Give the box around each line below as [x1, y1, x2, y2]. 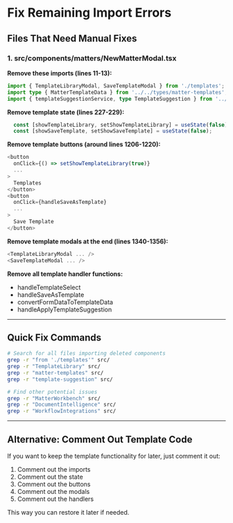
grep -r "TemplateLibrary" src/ [7, 363, 101, 370]
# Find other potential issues [7, 388, 98, 395]
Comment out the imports [17, 465, 91, 473]
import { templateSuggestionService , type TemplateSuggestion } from [7, 95, 213, 102]
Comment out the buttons [17, 480, 91, 488]
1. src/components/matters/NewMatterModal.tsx [7, 53, 177, 63]
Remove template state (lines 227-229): [7, 108, 125, 116]
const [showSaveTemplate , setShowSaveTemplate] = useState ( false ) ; [13, 128, 213, 135]
